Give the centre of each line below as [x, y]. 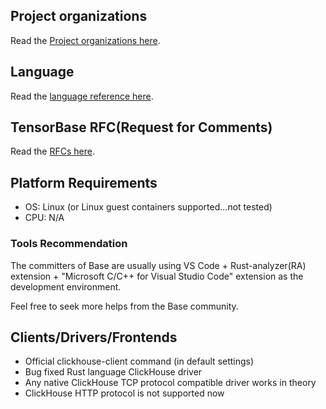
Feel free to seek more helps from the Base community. [124, 306]
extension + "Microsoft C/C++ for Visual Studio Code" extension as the [157, 276]
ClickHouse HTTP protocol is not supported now [124, 393]
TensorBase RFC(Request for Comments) [141, 127]
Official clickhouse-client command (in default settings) [139, 361]
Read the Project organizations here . [85, 40]
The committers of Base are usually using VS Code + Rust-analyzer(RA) [158, 265]
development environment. [66, 286]
